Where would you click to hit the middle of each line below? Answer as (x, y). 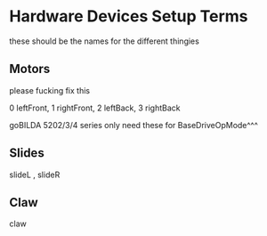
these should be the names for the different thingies (105, 41)
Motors (30, 69)
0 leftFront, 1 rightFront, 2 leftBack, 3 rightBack (95, 108)
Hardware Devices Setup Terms (129, 16)
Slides (27, 153)
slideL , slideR (35, 175)
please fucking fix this (50, 90)
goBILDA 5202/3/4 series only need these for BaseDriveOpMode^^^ (133, 125)
